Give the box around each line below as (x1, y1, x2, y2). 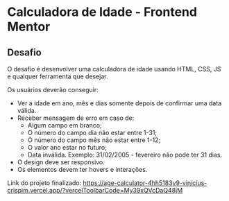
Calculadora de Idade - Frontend (7, 4, 198, 20)
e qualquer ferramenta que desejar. (7, 72, 109, 80)
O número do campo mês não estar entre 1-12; (27, 136, 161, 144)
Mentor (7, 19, 51, 35)
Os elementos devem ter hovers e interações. (17, 166, 148, 173)
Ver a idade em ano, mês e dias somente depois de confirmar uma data (17, 99, 222, 107)
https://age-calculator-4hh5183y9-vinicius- (83, 179, 207, 187)
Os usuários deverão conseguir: (7, 86, 99, 94)
